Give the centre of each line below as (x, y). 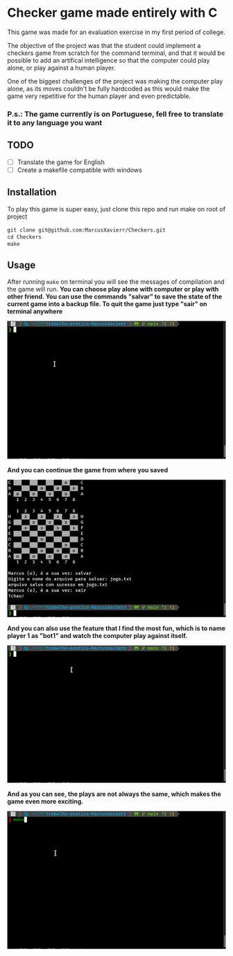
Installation (32, 192)
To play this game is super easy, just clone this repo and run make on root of (116, 209)
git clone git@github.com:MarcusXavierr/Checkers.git (87, 230)
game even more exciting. (45, 802)
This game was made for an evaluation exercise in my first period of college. (116, 32)
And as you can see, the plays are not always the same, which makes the (114, 794)
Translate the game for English (61, 162)
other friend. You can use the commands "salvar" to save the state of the (115, 296)
